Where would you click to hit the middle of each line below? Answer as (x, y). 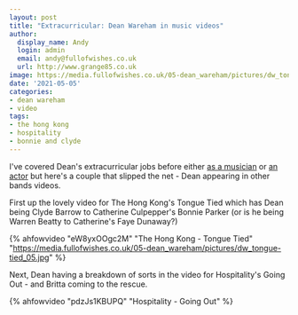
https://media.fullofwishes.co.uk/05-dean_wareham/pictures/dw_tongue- (147, 248)
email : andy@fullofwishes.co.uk (77, 59)
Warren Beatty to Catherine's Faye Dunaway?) (94, 221)
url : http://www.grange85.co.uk (77, 67)
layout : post (33, 17)
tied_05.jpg (29, 257)
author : (24, 34)
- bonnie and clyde (45, 141)
